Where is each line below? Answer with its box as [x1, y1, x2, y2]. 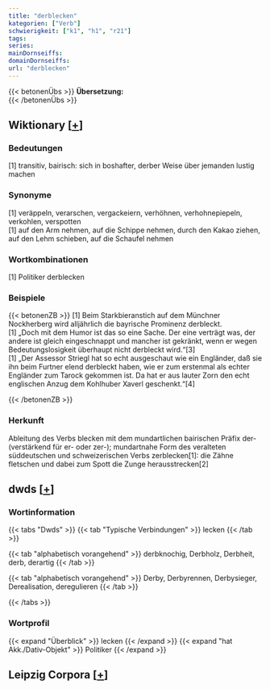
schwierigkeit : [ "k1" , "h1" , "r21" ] [8, 27, 131, 35]
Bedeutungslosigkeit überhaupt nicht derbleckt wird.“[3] [8, 344, 196, 355]
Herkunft [8, 415, 44, 426]
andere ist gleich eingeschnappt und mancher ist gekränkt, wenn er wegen [8, 336, 258, 346]
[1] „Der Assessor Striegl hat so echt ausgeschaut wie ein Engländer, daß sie [8, 353, 263, 363]
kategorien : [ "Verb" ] [8, 19, 81, 27]
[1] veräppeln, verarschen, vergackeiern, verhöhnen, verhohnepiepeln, [8, 207, 243, 218]
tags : [8, 34, 27, 43]
